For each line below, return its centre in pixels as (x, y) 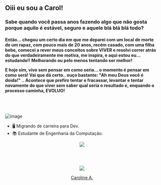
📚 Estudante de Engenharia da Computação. (58, 133)
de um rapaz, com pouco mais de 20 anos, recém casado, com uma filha (80, 45)
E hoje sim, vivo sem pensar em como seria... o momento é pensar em (77, 70)
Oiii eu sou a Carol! (34, 8)
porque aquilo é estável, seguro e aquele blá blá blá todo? (74, 28)
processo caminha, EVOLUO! (35, 90)
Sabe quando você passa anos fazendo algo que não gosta (76, 22)
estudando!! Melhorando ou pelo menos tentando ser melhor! (69, 60)
